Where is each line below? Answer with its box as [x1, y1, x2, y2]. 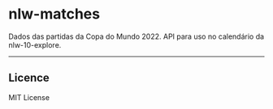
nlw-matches [8, 5, 100, 23]
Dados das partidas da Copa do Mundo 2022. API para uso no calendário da [8, 31, 265, 41]
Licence [8, 71, 50, 85]
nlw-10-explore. [8, 40, 62, 49]
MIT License [8, 92, 50, 102]
